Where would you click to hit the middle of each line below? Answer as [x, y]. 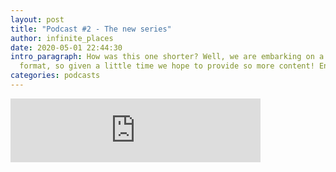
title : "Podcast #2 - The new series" [91, 29]
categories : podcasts [55, 76]
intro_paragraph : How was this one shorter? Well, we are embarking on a [167, 57]
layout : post [37, 19]
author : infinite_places [62, 38]
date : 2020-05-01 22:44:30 [66, 47]
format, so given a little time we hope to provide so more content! [167, 66]
